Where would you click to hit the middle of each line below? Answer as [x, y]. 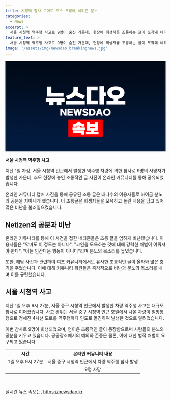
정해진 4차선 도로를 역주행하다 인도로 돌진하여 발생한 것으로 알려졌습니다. [91, 318]
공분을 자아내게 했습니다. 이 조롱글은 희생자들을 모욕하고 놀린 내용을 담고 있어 [87, 201]
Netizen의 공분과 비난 [38, 225]
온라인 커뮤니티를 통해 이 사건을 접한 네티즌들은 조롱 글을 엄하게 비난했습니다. [82, 238]
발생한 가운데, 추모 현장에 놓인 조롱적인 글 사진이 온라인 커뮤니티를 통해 [76, 177]
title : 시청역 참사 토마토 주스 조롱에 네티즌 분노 [51, 11]
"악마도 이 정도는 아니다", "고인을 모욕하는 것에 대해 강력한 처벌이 [88, 244]
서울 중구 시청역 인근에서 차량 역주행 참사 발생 [93, 361]
